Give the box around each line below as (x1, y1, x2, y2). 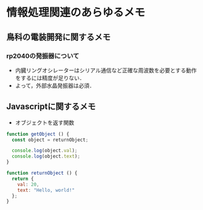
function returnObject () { (6, 170, 78, 176)
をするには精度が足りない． (15, 74, 85, 81)
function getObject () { (6, 131, 69, 137)
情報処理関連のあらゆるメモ (6, 5, 146, 20)
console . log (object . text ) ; (12, 153, 80, 159)
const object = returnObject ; (12, 137, 88, 143)
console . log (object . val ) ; (12, 148, 78, 154)
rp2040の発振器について (6, 51, 79, 60)
